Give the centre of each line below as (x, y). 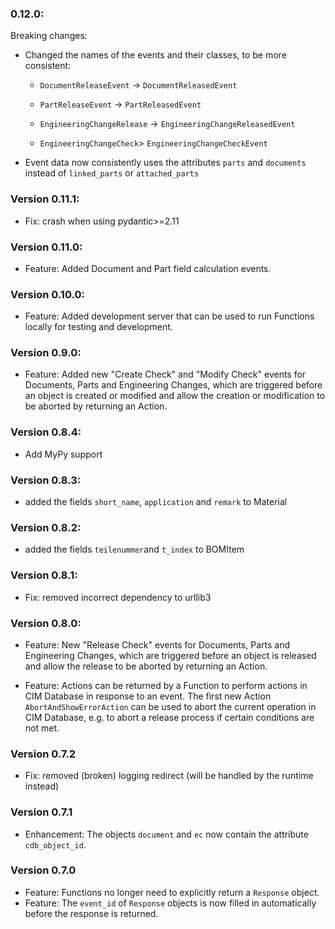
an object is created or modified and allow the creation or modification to (175, 396)
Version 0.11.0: (46, 247)
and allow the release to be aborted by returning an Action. (146, 666)
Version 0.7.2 (43, 754)
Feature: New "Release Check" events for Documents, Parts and (157, 644)
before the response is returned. (91, 913)
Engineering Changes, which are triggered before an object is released (170, 655)
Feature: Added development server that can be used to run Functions (169, 316)
